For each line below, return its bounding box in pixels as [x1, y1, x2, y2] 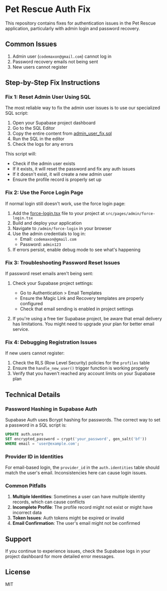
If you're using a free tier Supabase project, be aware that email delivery [12, 316, 162, 322]
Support [5, 535, 32, 543]
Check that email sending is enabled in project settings [20, 306, 134, 312]
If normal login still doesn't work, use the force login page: [5, 201, 126, 207]
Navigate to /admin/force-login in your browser [12, 225, 112, 231]
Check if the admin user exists [12, 160, 75, 166]
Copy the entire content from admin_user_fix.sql [12, 130, 112, 136]
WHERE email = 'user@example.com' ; [5, 441, 80, 446]
